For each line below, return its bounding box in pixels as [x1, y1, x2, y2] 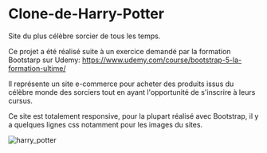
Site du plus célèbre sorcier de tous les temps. [8, 31, 161, 41]
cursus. [8, 96, 33, 105]
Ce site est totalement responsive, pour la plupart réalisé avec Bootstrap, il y [8, 111, 259, 120]
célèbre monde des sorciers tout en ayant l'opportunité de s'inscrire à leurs [8, 87, 256, 96]
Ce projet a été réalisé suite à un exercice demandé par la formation [8, 46, 231, 56]
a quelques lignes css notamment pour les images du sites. [8, 120, 203, 129]
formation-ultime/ [8, 63, 66, 73]
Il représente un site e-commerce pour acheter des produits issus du [8, 79, 234, 88]
